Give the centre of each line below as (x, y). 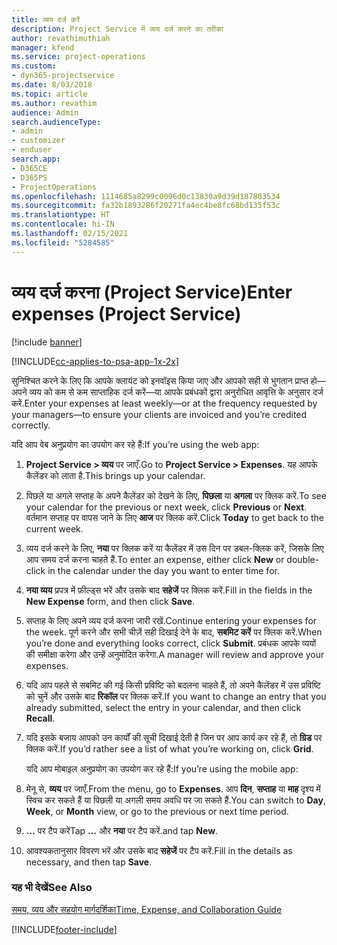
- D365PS (29, 177)
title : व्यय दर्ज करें (46, 19)
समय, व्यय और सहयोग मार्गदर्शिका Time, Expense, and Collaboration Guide (147, 909)
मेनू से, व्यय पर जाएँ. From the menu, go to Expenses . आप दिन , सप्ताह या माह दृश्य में (173, 788)
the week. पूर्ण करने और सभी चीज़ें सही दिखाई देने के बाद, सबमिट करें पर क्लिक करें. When (174, 632)
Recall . (40, 718)
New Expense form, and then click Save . (110, 601)
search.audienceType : (56, 122)
